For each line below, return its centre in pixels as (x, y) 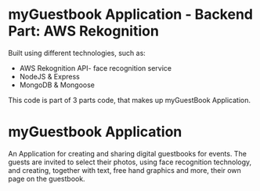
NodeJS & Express (49, 76)
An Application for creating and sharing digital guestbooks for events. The (127, 153)
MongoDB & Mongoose (57, 85)
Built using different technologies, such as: (77, 53)
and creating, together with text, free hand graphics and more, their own (125, 170)
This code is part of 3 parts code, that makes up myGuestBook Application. (130, 100)
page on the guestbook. (47, 178)
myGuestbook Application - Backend (130, 15)
